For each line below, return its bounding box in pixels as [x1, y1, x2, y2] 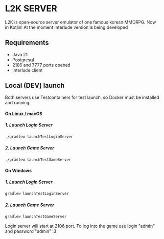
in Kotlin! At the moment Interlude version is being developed [5, 24, 128, 30]
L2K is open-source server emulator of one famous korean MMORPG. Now [5, 19, 156, 25]
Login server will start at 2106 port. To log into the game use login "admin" [5, 223, 155, 229]
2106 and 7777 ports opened [12, 62, 70, 68]
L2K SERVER [5, 3, 57, 14]
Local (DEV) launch [5, 81, 65, 90]
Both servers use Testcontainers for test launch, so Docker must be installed [5, 94, 160, 100]
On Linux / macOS [5, 111, 43, 117]
